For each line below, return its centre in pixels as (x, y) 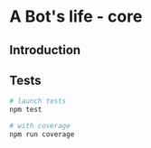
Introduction (45, 50)
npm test (26, 110)
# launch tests (38, 101)
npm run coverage (42, 134)
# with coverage (40, 126)
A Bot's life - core (76, 17)
